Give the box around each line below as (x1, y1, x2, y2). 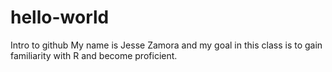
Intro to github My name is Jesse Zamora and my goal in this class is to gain (10, 39, 323, 51)
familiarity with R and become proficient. (10, 49, 178, 61)
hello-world (10, 6, 110, 29)
